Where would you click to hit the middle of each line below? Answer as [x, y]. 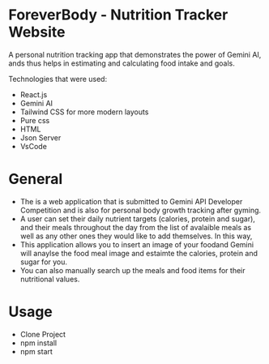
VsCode [33, 146]
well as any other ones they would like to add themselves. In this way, [136, 236]
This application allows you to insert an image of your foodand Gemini [137, 244]
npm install [38, 343]
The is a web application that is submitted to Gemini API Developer [131, 201]
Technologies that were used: [58, 79]
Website [37, 32]
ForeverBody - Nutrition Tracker [118, 15]
